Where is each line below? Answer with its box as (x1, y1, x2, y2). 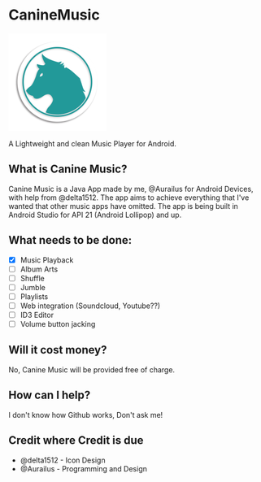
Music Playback (20, 254, 74, 265)
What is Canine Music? (8, 163, 128, 176)
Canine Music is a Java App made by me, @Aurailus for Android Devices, (8, 184, 254, 193)
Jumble (20, 282, 46, 292)
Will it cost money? (8, 343, 107, 357)
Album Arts (20, 264, 59, 274)
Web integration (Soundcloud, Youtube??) (20, 301, 161, 310)
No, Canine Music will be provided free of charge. (8, 364, 176, 375)
